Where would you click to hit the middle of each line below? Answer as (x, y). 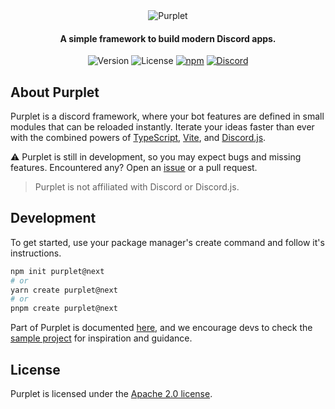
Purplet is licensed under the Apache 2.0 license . (111, 394)
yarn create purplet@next (64, 290)
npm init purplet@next (57, 271)
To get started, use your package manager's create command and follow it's (167, 242)
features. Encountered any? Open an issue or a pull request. (134, 168)
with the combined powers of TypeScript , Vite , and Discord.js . (138, 138)
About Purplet (55, 92)
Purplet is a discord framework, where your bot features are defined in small (167, 116)
